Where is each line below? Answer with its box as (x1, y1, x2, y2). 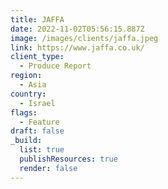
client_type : (10, 52, 65, 62)
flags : (10, 107, 38, 118)
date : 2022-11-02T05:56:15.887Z (10, 24, 145, 34)
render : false (19, 163, 78, 173)
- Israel (19, 98, 56, 108)
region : (10, 71, 43, 81)
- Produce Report (19, 61, 92, 71)
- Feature (19, 117, 60, 127)
